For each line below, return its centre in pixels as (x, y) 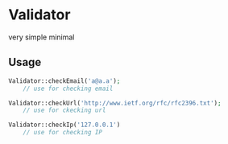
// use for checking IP (63, 133)
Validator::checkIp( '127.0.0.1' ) (64, 125)
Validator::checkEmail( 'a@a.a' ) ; (64, 81)
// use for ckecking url (64, 110)
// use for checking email (68, 88)
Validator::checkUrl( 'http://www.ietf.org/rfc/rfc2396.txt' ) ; (115, 103)
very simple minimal (41, 37)
